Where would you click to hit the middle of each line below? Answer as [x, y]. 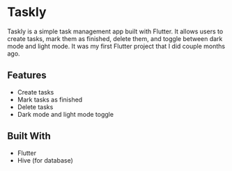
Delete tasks [35, 107]
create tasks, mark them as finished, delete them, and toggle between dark [115, 38]
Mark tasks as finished [50, 99]
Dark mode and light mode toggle [65, 114]
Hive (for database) [45, 160]
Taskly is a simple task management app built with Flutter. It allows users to [115, 31]
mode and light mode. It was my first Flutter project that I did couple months [116, 46]
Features [27, 75]
